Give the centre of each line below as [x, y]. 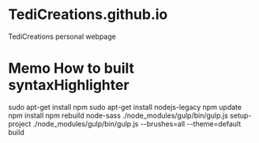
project [20, 123]
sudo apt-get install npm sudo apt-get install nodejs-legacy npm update [125, 107]
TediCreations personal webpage [62, 36]
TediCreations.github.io [88, 15]
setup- [241, 115]
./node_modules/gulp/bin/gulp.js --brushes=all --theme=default [137, 123]
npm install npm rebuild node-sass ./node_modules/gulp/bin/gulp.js [118, 115]
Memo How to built [71, 68]
